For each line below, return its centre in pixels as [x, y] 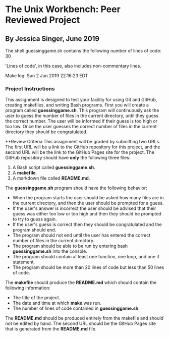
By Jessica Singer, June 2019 [52, 39]
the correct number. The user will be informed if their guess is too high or [81, 121]
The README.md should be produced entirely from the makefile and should [84, 318]
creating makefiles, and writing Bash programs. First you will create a [77, 105]
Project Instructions [30, 88]
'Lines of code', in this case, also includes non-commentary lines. [73, 66]
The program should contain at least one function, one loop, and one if [86, 257]
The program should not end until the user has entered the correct [81, 235]
